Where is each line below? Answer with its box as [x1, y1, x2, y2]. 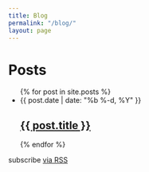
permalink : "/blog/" [8, 19, 77, 27]
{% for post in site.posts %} [19, 87, 112, 96]
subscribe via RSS [8, 155, 69, 165]
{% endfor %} [19, 140, 66, 150]
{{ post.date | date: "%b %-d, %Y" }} [19, 96, 142, 105]
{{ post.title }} [19, 119, 92, 132]
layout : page [8, 26, 52, 34]
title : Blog [8, 11, 48, 20]
